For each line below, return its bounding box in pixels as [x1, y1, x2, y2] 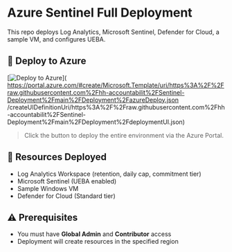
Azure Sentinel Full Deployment [7, 5, 193, 21]
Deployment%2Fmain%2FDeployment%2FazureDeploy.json [7, 96, 179, 104]
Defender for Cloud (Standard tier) [17, 192, 116, 200]
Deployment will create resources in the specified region [17, 237, 179, 246]
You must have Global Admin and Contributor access [17, 230, 172, 238]
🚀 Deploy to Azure [7, 55, 87, 67]
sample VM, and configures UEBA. [7, 35, 106, 43]
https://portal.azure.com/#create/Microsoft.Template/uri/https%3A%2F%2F [7, 81, 225, 89]
